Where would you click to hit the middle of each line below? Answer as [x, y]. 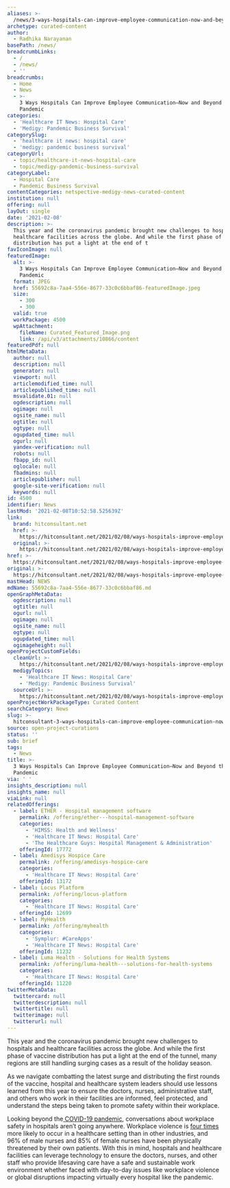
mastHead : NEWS [29, 581]
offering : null [29, 205]
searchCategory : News [38, 709]
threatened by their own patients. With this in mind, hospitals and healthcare [115, 1148]
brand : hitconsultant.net [50, 524]
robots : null [32, 454]
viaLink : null [27, 798]
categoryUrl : [26, 154]
